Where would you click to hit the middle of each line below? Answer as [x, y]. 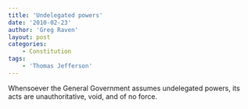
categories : [27, 44]
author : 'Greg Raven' [43, 30]
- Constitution [47, 51]
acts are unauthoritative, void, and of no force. [83, 96]
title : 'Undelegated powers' [56, 15]
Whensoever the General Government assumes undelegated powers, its [124, 88]
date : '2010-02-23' [40, 23]
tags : [17, 59]
